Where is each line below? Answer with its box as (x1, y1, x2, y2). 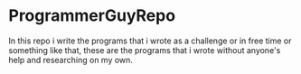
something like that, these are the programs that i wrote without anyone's (8, 44, 281, 55)
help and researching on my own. (8, 54, 133, 65)
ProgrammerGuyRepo (8, 5, 176, 26)
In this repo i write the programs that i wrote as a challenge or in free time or (8, 35, 292, 46)
